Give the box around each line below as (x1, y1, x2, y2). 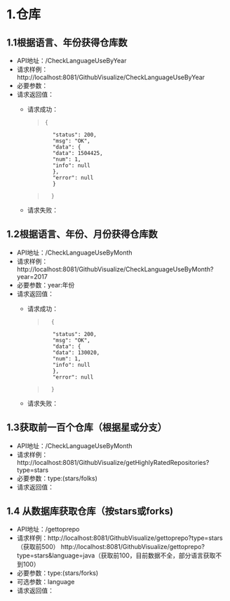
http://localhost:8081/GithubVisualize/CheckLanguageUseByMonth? (16, 264, 214, 274)
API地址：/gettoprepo (16, 525, 80, 534)
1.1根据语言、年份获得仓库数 (6, 36, 128, 48)
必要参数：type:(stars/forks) (16, 569, 99, 577)
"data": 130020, (52, 349, 100, 356)
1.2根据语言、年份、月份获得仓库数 (6, 229, 158, 241)
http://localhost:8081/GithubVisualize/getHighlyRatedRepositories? (16, 458, 210, 466)
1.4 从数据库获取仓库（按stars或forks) (6, 506, 173, 518)
